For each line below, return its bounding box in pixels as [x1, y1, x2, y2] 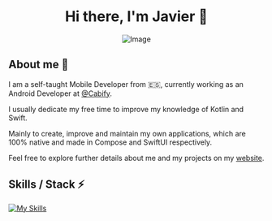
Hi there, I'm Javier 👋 [64, 7, 209, 26]
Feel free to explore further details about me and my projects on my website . [8, 153, 265, 162]
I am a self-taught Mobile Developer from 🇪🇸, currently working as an [8, 79, 244, 89]
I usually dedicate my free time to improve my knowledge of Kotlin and [8, 104, 244, 114]
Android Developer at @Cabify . [8, 89, 112, 98]
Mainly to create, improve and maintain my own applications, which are [8, 128, 246, 138]
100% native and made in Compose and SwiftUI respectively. [8, 137, 213, 147]
